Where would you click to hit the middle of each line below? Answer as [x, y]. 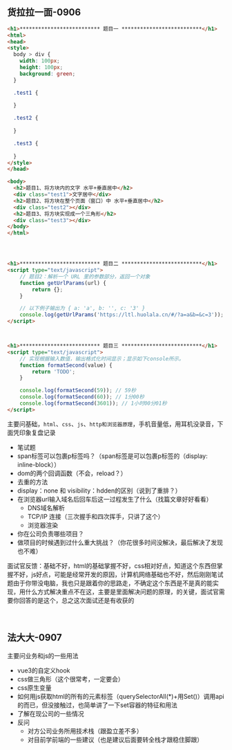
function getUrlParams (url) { [63, 283]
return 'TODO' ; [54, 372]
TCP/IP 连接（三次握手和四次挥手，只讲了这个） [96, 516]
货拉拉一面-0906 [44, 12]
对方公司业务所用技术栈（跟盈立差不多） [85, 731]
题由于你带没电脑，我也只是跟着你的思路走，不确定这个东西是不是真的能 [110, 583]
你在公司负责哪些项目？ [50, 533]
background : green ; [48, 74]
